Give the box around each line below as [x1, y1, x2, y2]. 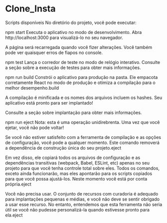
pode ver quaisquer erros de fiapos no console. [5, 49, 103, 55]
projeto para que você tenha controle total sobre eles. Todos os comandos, [5, 165, 160, 171]
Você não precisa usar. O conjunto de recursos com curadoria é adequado [5, 190, 159, 196]
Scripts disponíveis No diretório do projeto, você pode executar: [5, 19, 137, 25]
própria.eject [5, 181, 31, 187]
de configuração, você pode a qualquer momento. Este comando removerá [5, 139, 160, 145]
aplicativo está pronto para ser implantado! [5, 99, 93, 105]
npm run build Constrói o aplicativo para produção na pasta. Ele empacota [5, 74, 158, 80]
